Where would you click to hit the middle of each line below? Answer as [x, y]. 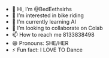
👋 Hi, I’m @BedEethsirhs [42, 9]
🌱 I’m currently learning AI [44, 22]
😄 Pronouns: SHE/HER [40, 43]
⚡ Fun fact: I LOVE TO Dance [47, 50]
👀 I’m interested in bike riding [48, 15]
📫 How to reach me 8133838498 [53, 35]
